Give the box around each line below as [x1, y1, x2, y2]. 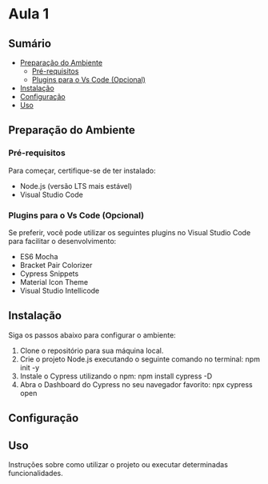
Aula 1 [8, 5, 50, 23]
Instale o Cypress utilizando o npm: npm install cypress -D [19, 371, 213, 381]
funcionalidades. [8, 469, 64, 478]
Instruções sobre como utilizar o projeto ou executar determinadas [8, 460, 228, 469]
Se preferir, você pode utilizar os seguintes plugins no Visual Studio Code [8, 227, 251, 237]
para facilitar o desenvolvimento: [8, 236, 117, 246]
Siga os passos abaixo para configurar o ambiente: [8, 330, 176, 340]
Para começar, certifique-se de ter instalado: [8, 166, 156, 175]
